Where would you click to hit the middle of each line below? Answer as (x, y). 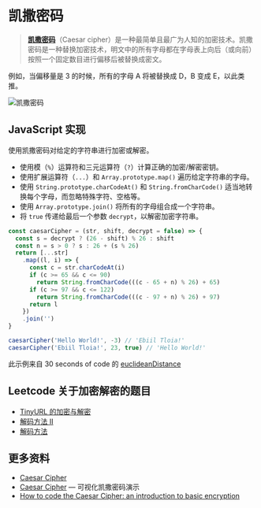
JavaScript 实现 (47, 130)
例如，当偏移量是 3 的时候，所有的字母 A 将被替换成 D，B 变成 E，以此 (123, 76)
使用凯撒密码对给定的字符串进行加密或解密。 (81, 150)
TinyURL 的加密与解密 (55, 411)
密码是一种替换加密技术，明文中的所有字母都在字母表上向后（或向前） (142, 49)
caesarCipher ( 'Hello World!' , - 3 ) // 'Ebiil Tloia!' (97, 340)
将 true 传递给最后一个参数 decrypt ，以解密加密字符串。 (111, 216)
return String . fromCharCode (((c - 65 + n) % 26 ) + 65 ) (129, 282)
